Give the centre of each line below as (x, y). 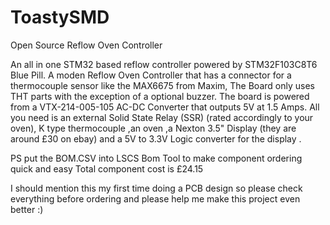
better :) (27, 209)
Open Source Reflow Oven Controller (86, 45)
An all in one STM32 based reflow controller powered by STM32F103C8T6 (164, 64)
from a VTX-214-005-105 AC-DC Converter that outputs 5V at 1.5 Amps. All (165, 107)
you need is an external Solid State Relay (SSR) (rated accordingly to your (162, 117)
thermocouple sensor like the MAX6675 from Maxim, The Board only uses (162, 85)
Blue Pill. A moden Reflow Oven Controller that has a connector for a (151, 75)
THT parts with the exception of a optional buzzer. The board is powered (160, 96)
